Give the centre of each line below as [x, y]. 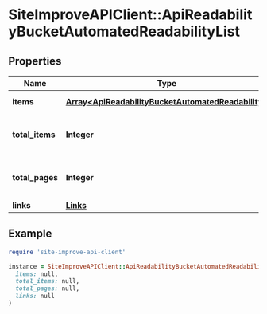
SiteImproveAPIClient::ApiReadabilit [130, 15]
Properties [35, 61]
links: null [35, 296]
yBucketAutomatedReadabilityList [124, 31]
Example [30, 234]
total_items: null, [48, 281]
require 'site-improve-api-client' [67, 252]
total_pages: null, [48, 288]
